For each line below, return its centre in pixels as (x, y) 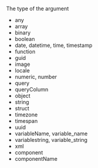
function (25, 52)
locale (22, 70)
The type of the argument (38, 9)
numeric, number (36, 77)
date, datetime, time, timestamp (53, 45)
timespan (26, 121)
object (23, 96)
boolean (25, 39)
